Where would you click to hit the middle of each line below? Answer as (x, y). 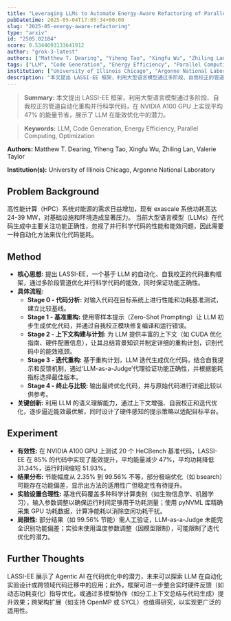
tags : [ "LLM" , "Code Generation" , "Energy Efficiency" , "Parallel (104, 65)
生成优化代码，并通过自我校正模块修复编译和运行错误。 (112, 326)
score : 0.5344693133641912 (46, 45)
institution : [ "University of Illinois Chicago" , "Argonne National (107, 71)
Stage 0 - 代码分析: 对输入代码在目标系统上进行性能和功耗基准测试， (124, 300)
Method (24, 257)
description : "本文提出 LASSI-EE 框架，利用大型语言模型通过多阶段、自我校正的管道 (116, 77)
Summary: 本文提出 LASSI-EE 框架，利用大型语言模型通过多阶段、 (118, 98)
